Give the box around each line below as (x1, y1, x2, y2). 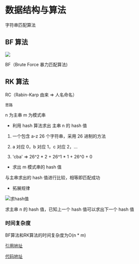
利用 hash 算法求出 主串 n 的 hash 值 (12, 123, 87, 129)
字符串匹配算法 (5, 22, 36, 28)
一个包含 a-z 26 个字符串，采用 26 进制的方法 (12, 133, 106, 139)
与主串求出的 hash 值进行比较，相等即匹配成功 (5, 174, 100, 180)
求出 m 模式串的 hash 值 (12, 164, 62, 170)
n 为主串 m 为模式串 (5, 112, 46, 118)
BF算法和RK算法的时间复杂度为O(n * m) (5, 232, 86, 238)
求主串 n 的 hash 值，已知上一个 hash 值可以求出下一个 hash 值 (5, 206, 135, 212)
